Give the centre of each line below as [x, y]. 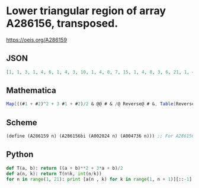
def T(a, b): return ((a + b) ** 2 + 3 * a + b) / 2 [65, 168]
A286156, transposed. [62, 23]
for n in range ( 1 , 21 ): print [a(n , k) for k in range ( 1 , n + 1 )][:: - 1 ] [99, 179]
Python [20, 155]
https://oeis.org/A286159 [36, 40]
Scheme [22, 122]
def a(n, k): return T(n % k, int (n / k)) [54, 174]
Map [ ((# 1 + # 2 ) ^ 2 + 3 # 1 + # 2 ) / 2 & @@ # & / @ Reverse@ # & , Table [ [91, 104]
